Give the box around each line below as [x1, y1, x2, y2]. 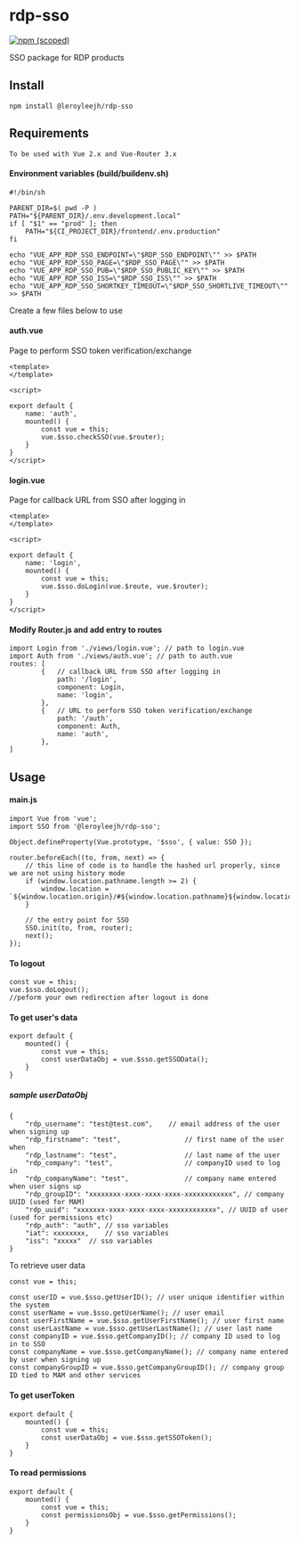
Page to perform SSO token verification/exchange [9, 345, 192, 356]
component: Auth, [56, 722, 122, 731]
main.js [9, 794, 37, 805]
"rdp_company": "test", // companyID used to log [25, 1159, 280, 1168]
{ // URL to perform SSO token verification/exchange [41, 706, 253, 716]
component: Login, [56, 683, 125, 692]
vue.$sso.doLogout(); [9, 986, 90, 995]
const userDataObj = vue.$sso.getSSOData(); [41, 1055, 209, 1064]
